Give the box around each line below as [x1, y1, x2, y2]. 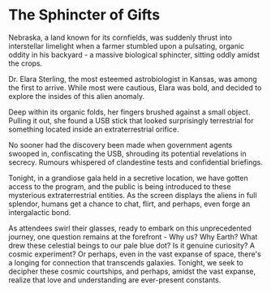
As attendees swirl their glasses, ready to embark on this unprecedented [8, 223, 252, 233]
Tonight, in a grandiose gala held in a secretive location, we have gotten [8, 173, 249, 183]
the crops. [8, 58, 43, 68]
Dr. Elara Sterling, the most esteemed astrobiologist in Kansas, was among [8, 74, 257, 84]
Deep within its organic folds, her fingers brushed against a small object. [8, 107, 251, 117]
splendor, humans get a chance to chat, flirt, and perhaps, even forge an [8, 199, 251, 209]
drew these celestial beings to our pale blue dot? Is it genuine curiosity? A [8, 240, 256, 250]
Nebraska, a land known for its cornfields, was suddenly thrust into [8, 32, 233, 42]
